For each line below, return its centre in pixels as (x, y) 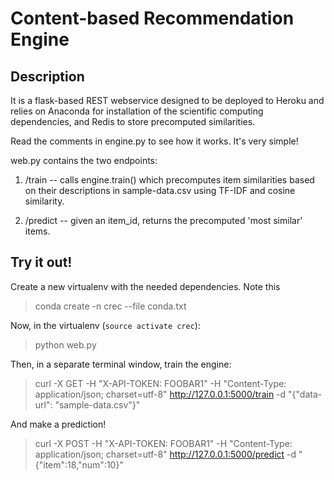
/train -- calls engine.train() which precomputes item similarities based (169, 180)
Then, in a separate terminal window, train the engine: (121, 364)
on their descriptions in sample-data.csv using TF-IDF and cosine (160, 190)
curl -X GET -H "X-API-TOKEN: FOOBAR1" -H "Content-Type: (160, 383)
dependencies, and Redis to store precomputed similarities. (133, 121)
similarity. (44, 201)
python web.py (65, 344)
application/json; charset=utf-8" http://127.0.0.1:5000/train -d (160, 394)
